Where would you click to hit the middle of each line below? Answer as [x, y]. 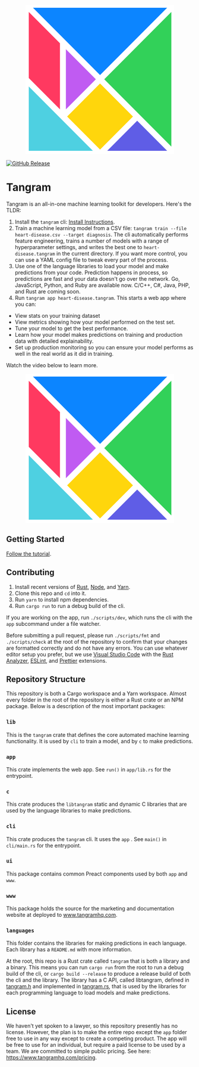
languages [20, 931]
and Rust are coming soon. [48, 291]
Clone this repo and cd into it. [50, 593]
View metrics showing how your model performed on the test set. [95, 322]
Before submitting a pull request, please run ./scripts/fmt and [83, 635]
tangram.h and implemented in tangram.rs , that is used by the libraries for [96, 987]
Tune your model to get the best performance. [71, 328]
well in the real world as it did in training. [64, 353]
